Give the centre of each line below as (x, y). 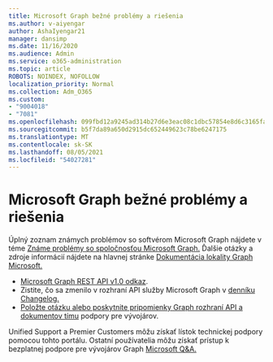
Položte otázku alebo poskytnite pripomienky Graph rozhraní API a (132, 307)
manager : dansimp (38, 39)
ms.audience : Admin (41, 54)
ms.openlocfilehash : (43, 122)
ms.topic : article (39, 69)
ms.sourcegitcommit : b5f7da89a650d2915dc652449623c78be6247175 (118, 129)
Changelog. (39, 299)
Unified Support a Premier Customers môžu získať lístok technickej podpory (136, 332)
